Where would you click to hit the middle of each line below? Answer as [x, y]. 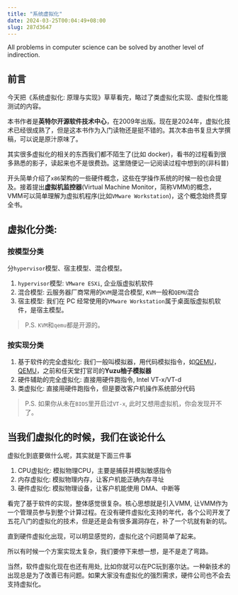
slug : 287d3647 [30, 27]
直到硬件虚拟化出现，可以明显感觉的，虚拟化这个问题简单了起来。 [103, 536]
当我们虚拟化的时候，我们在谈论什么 [86, 437]
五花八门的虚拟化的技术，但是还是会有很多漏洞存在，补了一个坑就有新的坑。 [119, 521]
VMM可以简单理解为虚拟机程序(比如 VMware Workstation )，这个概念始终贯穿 [118, 196]
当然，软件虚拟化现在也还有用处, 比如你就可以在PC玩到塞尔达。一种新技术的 [119, 566]
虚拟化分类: [33, 229]
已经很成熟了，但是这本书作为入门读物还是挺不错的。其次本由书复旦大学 [119, 130]
